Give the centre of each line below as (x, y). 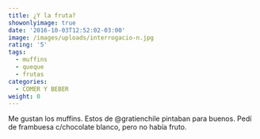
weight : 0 (25, 96)
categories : (28, 81)
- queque (30, 67)
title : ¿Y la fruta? (42, 15)
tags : (17, 52)
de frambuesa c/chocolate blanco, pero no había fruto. (98, 127)
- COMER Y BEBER (42, 89)
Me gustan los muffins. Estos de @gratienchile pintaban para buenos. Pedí (130, 118)
